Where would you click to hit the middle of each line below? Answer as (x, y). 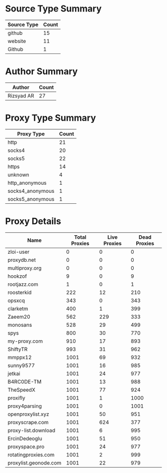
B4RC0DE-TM (25, 382)
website (17, 41)
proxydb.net (22, 260)
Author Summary (42, 72)
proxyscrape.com (28, 422)
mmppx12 (20, 357)
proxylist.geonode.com (35, 463)
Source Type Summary (53, 9)
